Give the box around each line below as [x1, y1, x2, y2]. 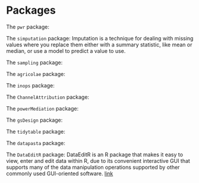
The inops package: [6, 81, 55, 89]
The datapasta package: [6, 139, 65, 146]
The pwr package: [6, 23, 49, 30]
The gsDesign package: [6, 116, 63, 124]
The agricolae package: [6, 70, 65, 77]
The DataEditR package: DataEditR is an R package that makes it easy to [6, 151, 183, 158]
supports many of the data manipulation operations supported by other [6, 163, 180, 171]
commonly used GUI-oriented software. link [6, 170, 113, 177]
